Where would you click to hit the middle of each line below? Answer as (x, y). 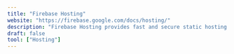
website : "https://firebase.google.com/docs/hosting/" (89, 20)
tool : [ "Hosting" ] (34, 40)
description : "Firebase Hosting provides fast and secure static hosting (117, 27)
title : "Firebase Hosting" (47, 14)
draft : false (26, 33)
